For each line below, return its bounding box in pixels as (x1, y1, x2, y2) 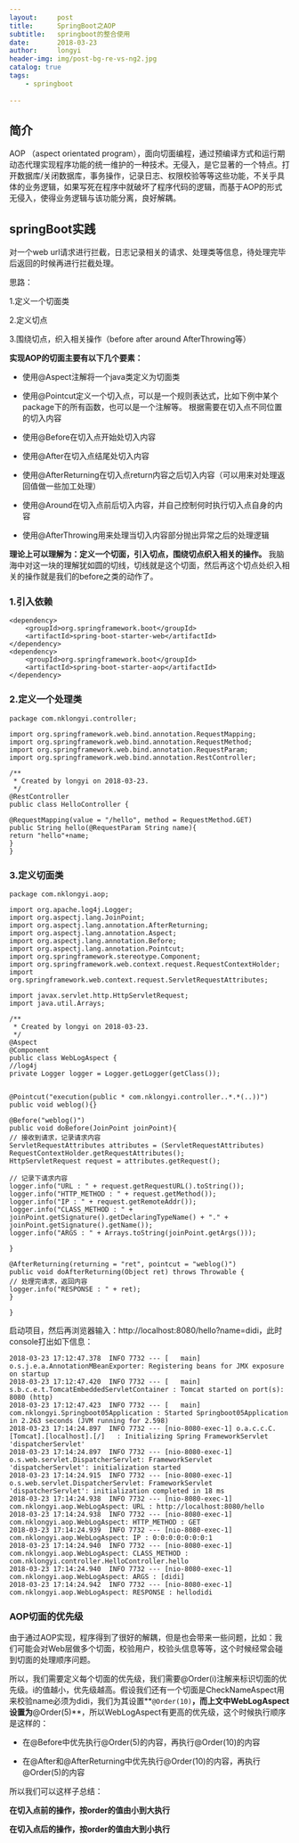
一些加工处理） (45, 481, 101, 491)
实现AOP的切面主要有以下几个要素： (9, 353, 143, 364)
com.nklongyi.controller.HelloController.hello (9, 1557, 190, 1566)
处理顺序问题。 (39, 1655, 95, 1666)
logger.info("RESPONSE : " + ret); (9, 1285, 141, 1294)
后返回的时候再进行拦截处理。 (9, 258, 118, 268)
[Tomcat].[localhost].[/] (9, 1432, 105, 1441)
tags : (9, 71, 29, 80)
